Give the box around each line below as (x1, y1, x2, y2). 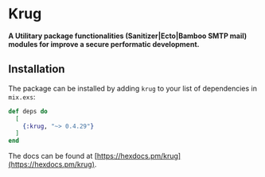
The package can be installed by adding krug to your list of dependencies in (8, 83, 257, 93)
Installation (8, 63, 65, 76)
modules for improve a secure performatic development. (8, 39, 200, 48)
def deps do (8, 107, 48, 115)
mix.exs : (8, 92, 36, 102)
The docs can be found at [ (8, 152, 98, 161)
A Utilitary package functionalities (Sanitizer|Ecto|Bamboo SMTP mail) (8, 31, 247, 40)
